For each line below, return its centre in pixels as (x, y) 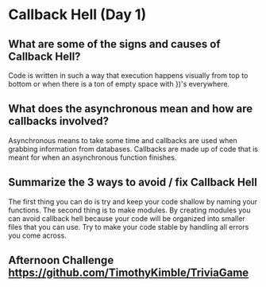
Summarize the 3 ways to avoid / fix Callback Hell (133, 182)
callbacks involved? (59, 121)
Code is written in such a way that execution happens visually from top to (128, 76)
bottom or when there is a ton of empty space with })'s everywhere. (119, 84)
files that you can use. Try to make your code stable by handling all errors (129, 227)
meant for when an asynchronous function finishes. (93, 157)
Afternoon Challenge (61, 260)
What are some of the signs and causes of (114, 44)
